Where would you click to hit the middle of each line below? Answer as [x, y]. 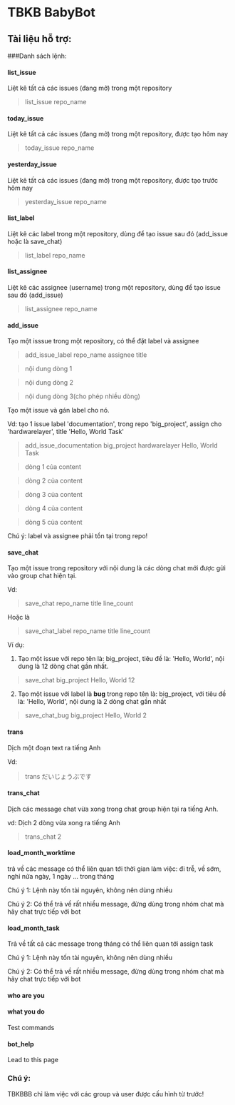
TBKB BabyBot [52, 12]
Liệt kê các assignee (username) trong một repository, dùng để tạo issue [114, 288]
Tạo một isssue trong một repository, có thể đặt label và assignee [103, 341]
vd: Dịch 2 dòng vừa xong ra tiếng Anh [64, 822]
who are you [26, 995]
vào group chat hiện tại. [42, 576]
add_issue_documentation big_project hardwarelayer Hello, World [121, 445]
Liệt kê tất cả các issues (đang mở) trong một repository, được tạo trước [113, 180]
